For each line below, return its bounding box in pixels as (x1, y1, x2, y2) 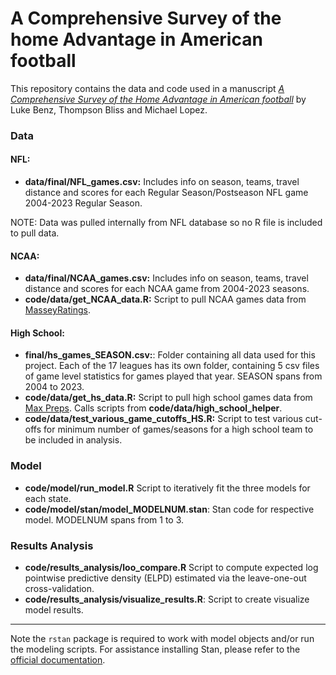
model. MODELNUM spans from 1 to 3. (24, 513, 185, 526)
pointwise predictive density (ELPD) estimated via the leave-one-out (24, 572, 307, 584)
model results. (24, 604, 84, 616)
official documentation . (10, 654, 106, 666)
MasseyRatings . (24, 304, 91, 316)
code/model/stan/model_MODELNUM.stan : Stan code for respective (24, 503, 315, 515)
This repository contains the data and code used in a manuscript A (10, 82, 285, 94)
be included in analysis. (24, 434, 123, 446)
